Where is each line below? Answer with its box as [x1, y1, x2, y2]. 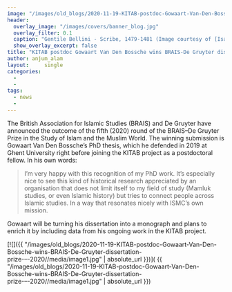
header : [7, 17, 30, 24]
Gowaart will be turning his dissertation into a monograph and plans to [7, 219, 207, 228]
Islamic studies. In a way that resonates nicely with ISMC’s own [23, 199, 204, 207]
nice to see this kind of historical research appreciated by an [23, 176, 197, 185]
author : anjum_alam [7, 55, 64, 62]
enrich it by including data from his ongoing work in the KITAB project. [7, 226, 207, 235]
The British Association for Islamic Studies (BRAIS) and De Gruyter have [7, 119, 212, 127]
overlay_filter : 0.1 [13, 29, 72, 37]
